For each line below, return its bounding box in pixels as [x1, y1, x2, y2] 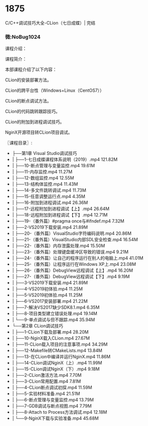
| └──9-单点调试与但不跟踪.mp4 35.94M [12, 317, 95, 323]
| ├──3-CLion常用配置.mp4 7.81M [12, 378, 81, 385]
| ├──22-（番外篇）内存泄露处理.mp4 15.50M [12, 243, 105, 249]
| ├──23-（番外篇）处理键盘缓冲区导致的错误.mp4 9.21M [12, 249, 129, 255]
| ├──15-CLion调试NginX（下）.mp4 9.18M [12, 366, 100, 372]
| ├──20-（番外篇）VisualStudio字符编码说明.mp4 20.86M [12, 230, 132, 237]
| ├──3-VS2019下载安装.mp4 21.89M [12, 280, 88, 286]
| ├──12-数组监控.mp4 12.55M [12, 175, 74, 181]
